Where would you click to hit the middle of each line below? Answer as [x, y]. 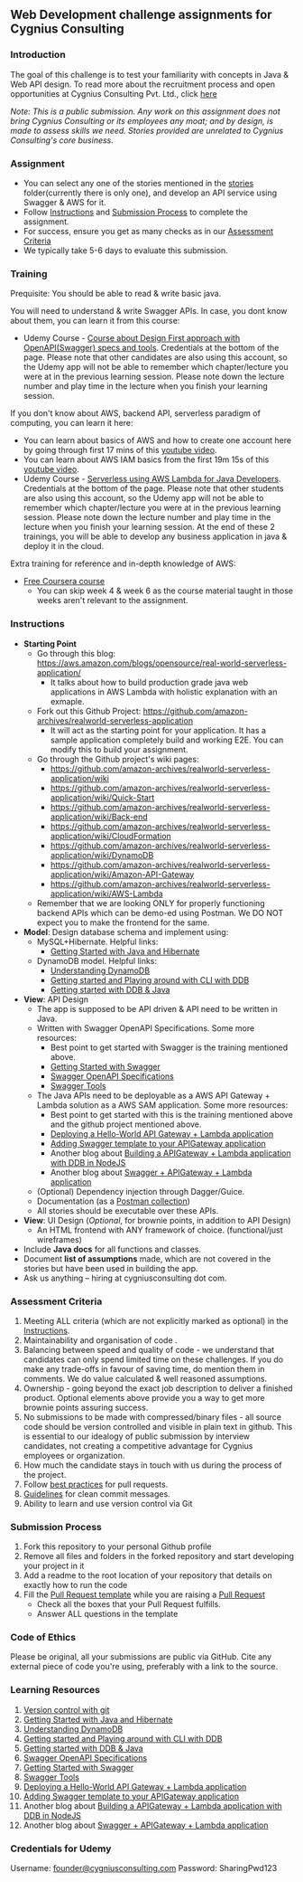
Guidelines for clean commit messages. [96, 1494]
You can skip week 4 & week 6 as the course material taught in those [165, 591]
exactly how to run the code [75, 1585]
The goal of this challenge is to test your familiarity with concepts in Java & [150, 74]
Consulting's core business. [62, 140]
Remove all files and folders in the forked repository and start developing [159, 1556]
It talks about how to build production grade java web [149, 682]
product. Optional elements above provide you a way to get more [144, 1397]
